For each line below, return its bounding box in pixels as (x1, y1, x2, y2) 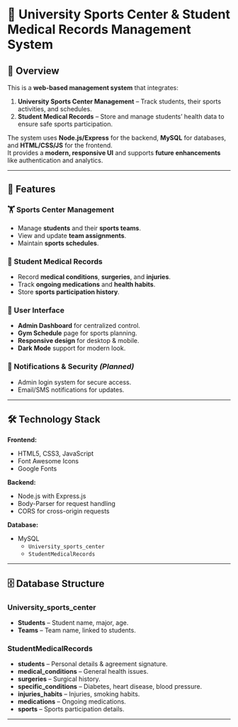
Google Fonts (17, 464, 57, 473)
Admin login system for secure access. (17, 378, 132, 386)
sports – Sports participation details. (17, 705, 125, 714)
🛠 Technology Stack (7, 413, 101, 425)
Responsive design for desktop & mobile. (17, 337, 140, 345)
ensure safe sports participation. (17, 120, 113, 128)
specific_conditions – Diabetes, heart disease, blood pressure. (17, 682, 203, 691)
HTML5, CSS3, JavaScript (17, 449, 94, 458)
